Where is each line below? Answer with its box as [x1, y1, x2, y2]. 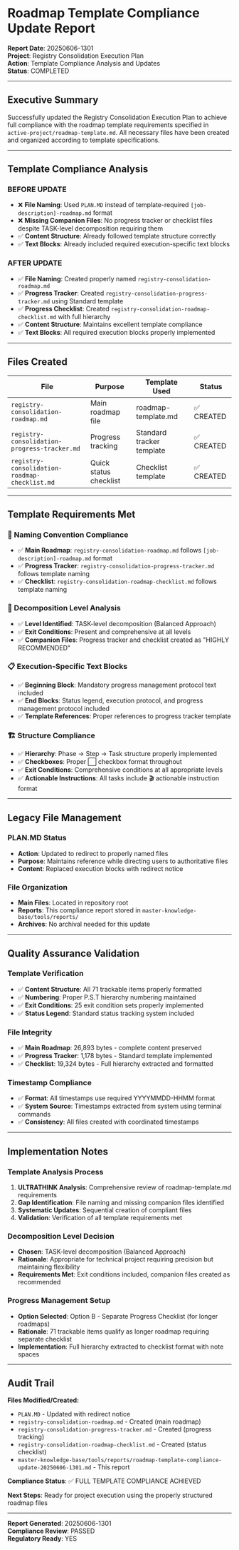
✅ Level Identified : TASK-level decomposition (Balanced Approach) [17, 619, 217, 628]
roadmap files [7, 1499, 48, 1507]
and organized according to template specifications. [7, 136, 160, 144]
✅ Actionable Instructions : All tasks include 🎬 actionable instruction [17, 774, 219, 782]
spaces [17, 1349, 40, 1358]
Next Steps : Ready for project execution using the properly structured [7, 1491, 213, 1500]
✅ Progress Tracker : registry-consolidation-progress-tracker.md [17, 562, 215, 570]
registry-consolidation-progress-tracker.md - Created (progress [17, 1425, 212, 1434]
